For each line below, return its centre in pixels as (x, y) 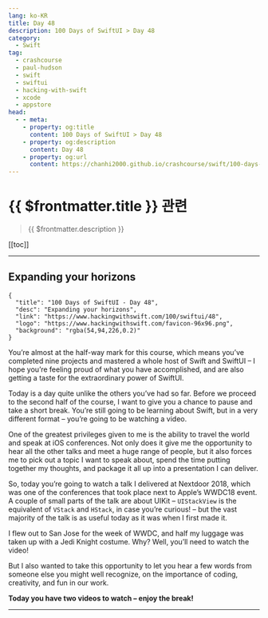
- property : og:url (55, 157)
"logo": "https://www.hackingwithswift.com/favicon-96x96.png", (124, 323)
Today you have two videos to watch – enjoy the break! (101, 598)
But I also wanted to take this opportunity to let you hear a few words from (130, 565)
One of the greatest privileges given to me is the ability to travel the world (129, 434)
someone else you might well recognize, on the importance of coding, (123, 574)
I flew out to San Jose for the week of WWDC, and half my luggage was (126, 533)
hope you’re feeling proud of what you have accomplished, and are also (126, 369)
